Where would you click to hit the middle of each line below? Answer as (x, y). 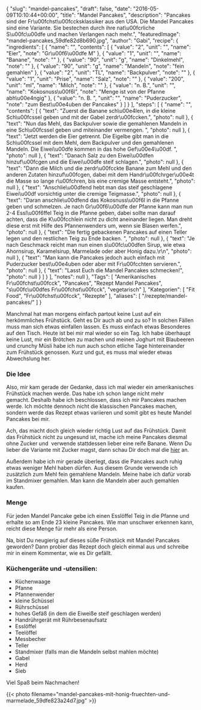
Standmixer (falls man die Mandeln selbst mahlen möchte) (87, 652)
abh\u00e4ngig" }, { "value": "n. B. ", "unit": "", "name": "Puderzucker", (94, 98)
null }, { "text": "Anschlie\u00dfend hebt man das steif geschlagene (89, 187)
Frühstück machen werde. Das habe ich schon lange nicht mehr (85, 393)
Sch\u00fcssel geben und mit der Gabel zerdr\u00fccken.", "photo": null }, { (100, 117)
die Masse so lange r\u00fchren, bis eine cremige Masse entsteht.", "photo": (101, 181)
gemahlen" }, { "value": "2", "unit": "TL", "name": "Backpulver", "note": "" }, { (101, 72)
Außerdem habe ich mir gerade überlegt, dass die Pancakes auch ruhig (94, 461)
